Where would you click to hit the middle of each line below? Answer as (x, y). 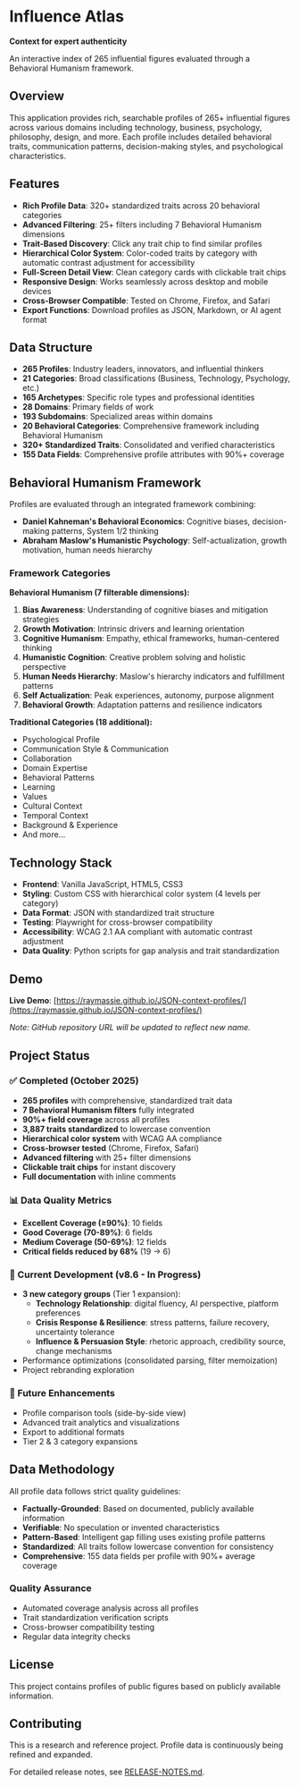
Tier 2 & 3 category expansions (80, 1441)
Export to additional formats (73, 1432)
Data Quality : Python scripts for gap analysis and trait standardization (150, 951)
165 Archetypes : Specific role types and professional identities (138, 398)
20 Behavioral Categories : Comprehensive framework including (141, 426)
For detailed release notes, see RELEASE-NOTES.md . (107, 1772)
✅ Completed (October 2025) (74, 1081)
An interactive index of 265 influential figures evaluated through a (130, 58)
